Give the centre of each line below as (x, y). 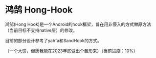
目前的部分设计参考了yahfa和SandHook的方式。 (53, 40)
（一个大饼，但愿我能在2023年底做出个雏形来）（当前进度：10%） (71, 51)
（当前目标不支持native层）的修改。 (41, 30)
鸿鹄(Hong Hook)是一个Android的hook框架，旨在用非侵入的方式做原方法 (78, 24)
